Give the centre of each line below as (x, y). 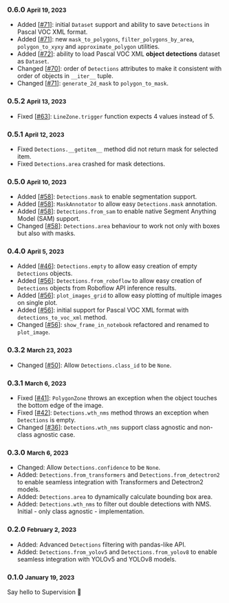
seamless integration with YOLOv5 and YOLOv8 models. (97, 559)
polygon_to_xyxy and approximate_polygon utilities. (88, 47)
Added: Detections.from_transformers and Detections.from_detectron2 (118, 475)
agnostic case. (54, 435)
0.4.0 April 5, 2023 (36, 251)
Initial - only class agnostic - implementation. (81, 511)
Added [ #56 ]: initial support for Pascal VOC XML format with (103, 310)
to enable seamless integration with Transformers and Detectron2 (110, 482)
